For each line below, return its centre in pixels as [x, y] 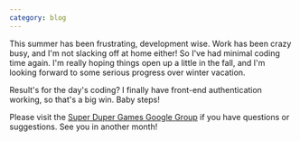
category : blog [38, 18]
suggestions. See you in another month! [84, 127]
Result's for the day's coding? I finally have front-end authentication [136, 89]
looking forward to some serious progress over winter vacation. [127, 72]
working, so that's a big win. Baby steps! [85, 99]
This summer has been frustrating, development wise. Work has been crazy [150, 43]
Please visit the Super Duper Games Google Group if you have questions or [150, 117]
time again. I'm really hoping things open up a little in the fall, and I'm [137, 62]
